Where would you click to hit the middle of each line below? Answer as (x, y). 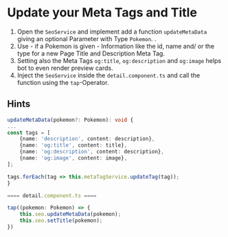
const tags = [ (29, 133)
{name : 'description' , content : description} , (87, 139)
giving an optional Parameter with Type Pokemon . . (87, 38)
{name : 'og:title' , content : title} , (73, 145)
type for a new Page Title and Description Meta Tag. (91, 53)
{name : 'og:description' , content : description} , (92, 152)
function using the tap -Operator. (63, 82)
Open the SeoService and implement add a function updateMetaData (112, 32)
